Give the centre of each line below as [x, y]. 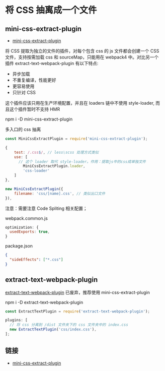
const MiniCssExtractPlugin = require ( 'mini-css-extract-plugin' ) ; [77, 139]
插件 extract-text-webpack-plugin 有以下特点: [52, 63]
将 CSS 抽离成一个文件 [51, 10]
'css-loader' [37, 171]
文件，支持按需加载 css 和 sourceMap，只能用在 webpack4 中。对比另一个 [82, 57]
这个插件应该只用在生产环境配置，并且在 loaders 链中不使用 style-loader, [80, 103]
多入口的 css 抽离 [23, 129]
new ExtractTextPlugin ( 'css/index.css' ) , [53, 330]
